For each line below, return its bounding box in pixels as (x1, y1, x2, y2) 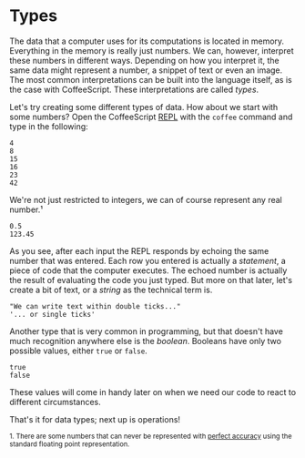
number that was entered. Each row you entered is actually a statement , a (9, 255, 287, 266)
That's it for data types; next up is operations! (9, 413, 180, 424)
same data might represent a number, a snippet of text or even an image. (9, 65, 283, 76)
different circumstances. (9, 396, 102, 407)
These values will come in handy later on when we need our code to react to (9, 386, 297, 397)
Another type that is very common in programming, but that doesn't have (9, 325, 284, 337)
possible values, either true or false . (9, 345, 147, 356)
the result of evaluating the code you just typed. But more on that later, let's (9, 274, 293, 285)
